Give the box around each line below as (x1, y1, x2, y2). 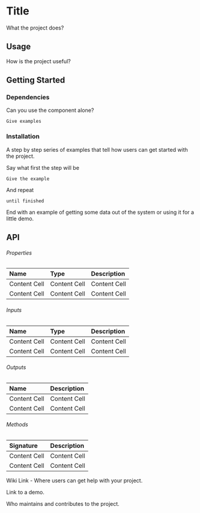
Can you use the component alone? (6, 107, 94, 114)
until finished (6, 197, 44, 204)
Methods (6, 421, 28, 428)
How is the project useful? (6, 57, 71, 64)
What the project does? (6, 24, 64, 31)
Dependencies (6, 93, 50, 102)
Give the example (6, 176, 50, 182)
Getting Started (6, 75, 65, 85)
